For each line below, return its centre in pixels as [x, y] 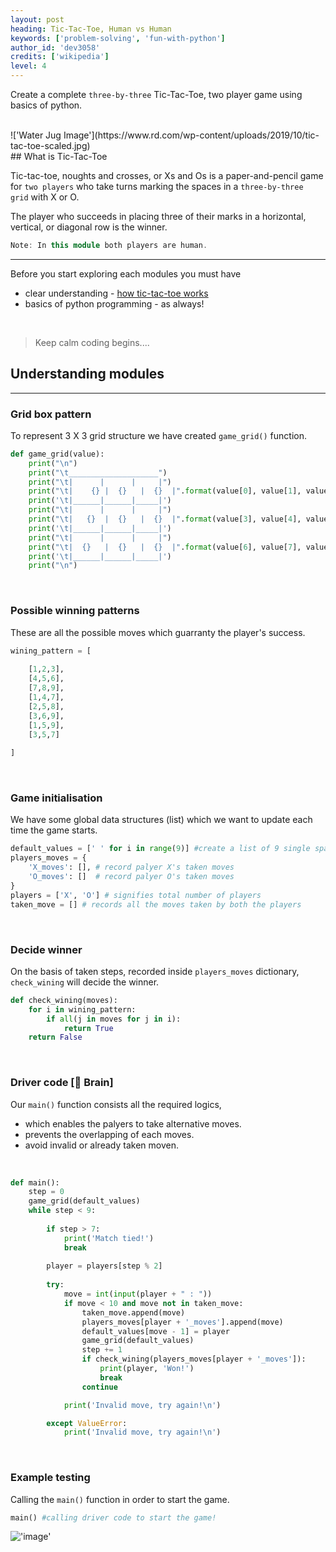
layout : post [37, 19]
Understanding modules [87, 374]
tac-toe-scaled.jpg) [50, 145]
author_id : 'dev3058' [55, 47]
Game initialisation [56, 798]
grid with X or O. [45, 197]
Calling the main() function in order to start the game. [120, 1499]
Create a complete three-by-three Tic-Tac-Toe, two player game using [156, 94]
